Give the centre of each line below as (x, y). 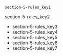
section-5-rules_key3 (35, 26)
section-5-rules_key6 (35, 43)
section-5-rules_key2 (27, 17)
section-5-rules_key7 (35, 48)
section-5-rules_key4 (35, 32)
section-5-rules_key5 (35, 37)
